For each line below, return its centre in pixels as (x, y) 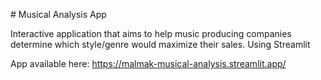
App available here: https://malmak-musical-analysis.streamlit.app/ (148, 63)
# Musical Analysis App (58, 14)
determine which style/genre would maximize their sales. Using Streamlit (160, 44)
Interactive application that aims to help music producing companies (151, 33)
